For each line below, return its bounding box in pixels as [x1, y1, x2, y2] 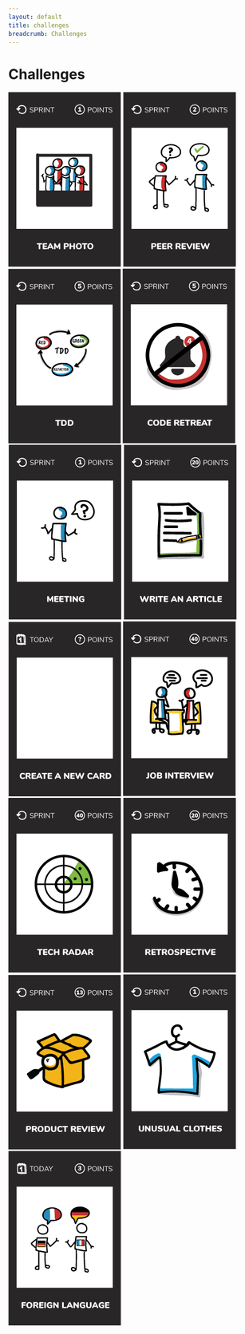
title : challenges [8, 21, 69, 30]
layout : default [8, 13, 62, 21]
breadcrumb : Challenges [8, 30, 88, 37]
